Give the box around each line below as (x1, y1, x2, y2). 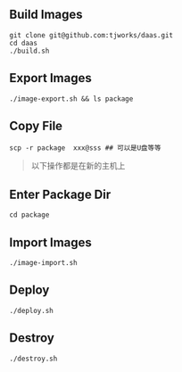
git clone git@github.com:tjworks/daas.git (9, 30, 174, 39)
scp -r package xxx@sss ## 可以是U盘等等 (9, 144, 161, 153)
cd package (9, 211, 50, 219)
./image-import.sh (9, 259, 78, 268)
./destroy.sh (9, 354, 58, 363)
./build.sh (9, 46, 50, 55)
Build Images (9, 7, 83, 22)
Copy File (9, 119, 63, 134)
